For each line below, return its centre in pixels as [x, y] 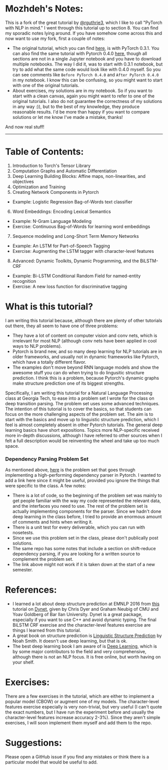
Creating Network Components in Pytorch [55, 192]
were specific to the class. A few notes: [46, 486]
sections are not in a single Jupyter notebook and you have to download [87, 58]
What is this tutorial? [49, 307]
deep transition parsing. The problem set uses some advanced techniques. [82, 403]
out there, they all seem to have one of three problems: [62, 326]
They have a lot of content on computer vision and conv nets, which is [85, 335]
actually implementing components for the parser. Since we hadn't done [87, 511]
